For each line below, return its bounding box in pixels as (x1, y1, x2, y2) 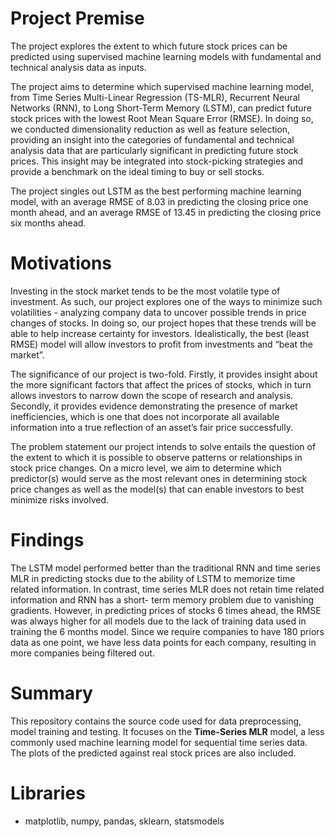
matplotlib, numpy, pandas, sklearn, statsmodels (24, 815, 225, 827)
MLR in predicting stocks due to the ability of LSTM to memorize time (10, 572, 296, 584)
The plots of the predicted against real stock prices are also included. (10, 747, 297, 759)
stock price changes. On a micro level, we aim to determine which (10, 462, 282, 474)
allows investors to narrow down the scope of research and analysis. (10, 389, 294, 401)
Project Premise (10, 7, 145, 30)
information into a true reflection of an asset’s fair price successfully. (10, 421, 293, 433)
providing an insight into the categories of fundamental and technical (10, 133, 295, 146)
